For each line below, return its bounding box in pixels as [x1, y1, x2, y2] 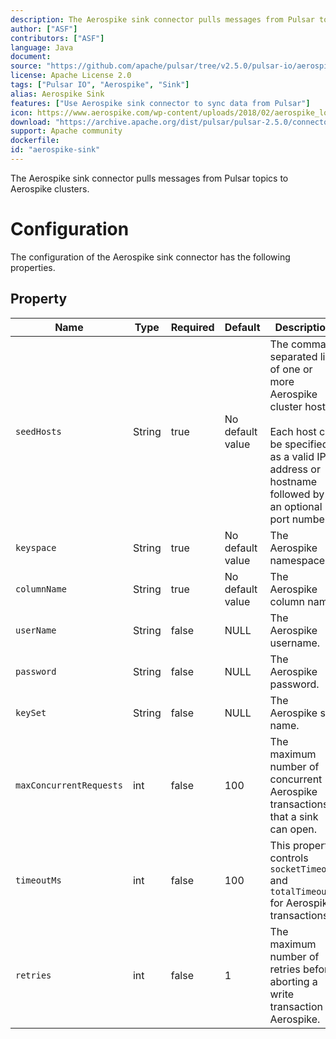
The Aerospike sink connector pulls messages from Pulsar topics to [10, 172, 289, 184]
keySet [15, 707, 47, 718]
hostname [269, 474, 318, 488]
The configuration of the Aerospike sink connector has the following [10, 251, 291, 263]
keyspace [15, 542, 57, 553]
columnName [15, 583, 67, 595]
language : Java [10, 42, 74, 53]
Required [170, 320, 215, 334]
